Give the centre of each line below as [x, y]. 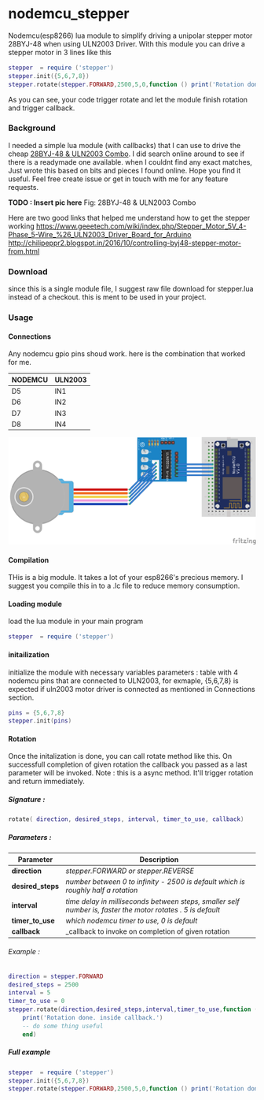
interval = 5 [29, 993]
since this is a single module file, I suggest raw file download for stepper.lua [131, 289]
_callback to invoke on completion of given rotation [148, 931]
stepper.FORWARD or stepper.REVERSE [130, 871]
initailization [29, 654]
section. [21, 697]
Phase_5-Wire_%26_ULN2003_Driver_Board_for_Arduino [100, 234]
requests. [24, 187]
